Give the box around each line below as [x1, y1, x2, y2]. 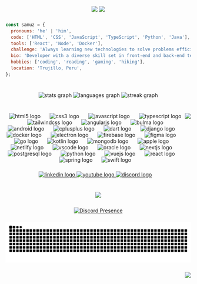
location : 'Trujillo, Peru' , [11, 65, 82, 71]
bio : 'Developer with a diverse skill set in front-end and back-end [11, 53, 185, 59]
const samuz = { [5, 22, 45, 28]
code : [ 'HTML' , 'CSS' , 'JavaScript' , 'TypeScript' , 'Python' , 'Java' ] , [11, 34, 191, 40]
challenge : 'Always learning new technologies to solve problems [11, 46, 175, 52]
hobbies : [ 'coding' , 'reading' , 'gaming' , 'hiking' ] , [11, 59, 145, 65]
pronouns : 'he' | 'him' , [11, 28, 72, 34]
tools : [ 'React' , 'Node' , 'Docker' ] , [11, 41, 103, 46]
